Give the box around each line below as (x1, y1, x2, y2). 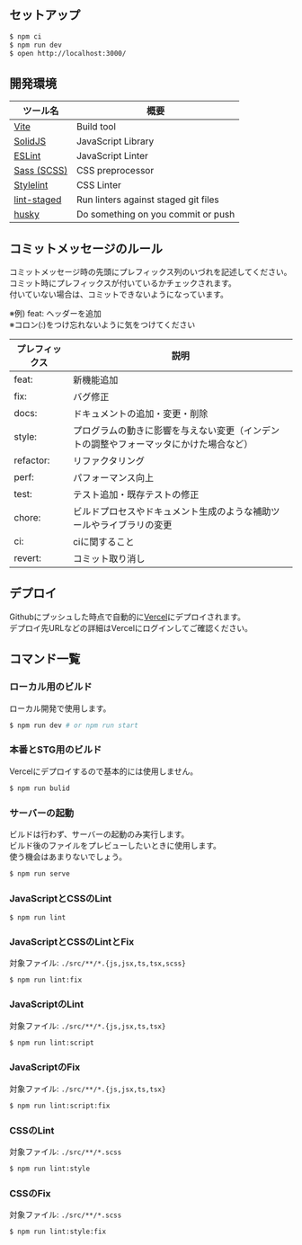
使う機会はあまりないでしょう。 (9, 851, 128, 862)
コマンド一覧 (9, 652, 81, 667)
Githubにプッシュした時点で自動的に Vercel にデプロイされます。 (9, 611, 245, 622)
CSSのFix (9, 1187, 51, 1199)
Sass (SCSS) (13, 165, 68, 177)
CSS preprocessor (75, 165, 155, 177)
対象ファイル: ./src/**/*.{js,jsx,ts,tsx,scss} (9, 957, 186, 968)
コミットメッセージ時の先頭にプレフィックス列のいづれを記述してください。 (9, 267, 292, 278)
